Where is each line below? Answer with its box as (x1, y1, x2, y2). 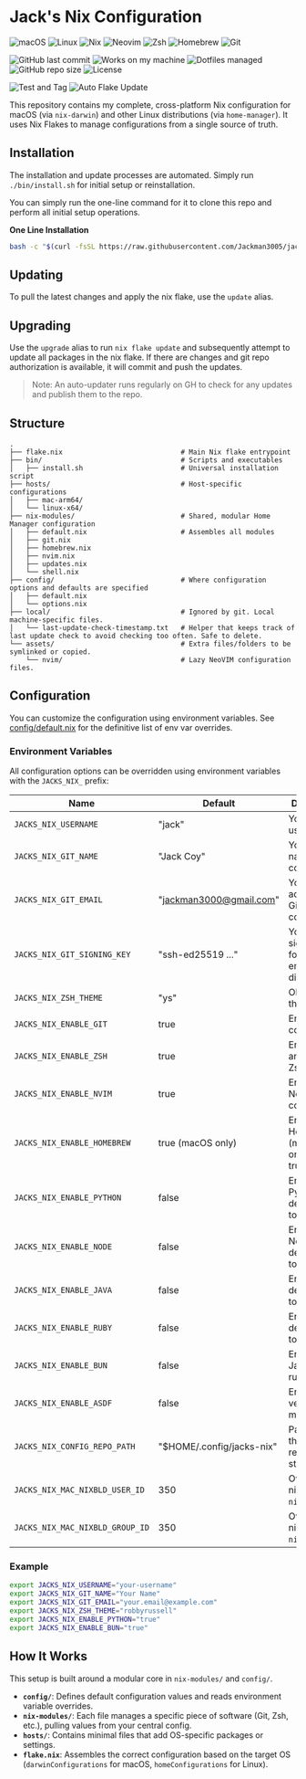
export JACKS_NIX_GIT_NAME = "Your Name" (9, 1589, 161, 1599)
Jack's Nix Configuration (9, 6, 202, 27)
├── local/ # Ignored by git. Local (9, 607, 275, 617)
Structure (9, 416, 66, 431)
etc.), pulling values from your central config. (22, 1720, 192, 1731)
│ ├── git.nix (9, 536, 71, 545)
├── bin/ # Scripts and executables (9, 456, 283, 465)
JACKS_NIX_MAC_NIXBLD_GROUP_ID (14, 1522, 150, 1533)
